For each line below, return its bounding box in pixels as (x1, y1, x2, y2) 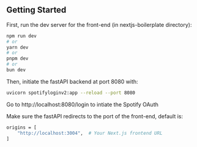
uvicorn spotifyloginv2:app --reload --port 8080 (6, 90, 136, 96)
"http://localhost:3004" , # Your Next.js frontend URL (17, 130, 163, 136)
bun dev (6, 67, 26, 73)
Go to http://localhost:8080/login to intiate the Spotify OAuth (6, 101, 159, 108)
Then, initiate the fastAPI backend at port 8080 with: (6, 77, 139, 85)
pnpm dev (6, 56, 29, 62)
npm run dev (6, 33, 37, 39)
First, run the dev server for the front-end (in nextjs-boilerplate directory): (6, 21, 192, 28)
